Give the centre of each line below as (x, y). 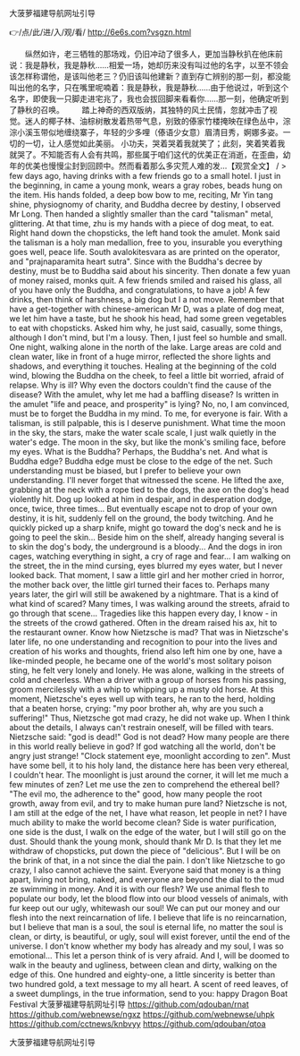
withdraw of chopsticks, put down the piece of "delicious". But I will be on (145, 851)
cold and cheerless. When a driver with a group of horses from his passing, (148, 680)
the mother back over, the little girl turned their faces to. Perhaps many (140, 585)
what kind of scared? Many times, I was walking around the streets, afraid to (150, 604)
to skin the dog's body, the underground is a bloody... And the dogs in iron (146, 547)
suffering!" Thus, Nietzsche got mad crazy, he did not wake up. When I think (150, 718)
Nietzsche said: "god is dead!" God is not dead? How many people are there (150, 737)
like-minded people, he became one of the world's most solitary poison (141, 661)
